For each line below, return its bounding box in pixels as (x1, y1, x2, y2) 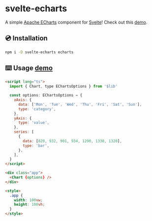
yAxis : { (14, 116, 32, 121)
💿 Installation (5, 34, 48, 42)
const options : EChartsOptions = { (9, 93, 83, 98)
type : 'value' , (18, 120, 50, 126)
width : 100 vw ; (14, 197, 43, 202)
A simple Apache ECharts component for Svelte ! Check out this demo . (5, 19, 148, 25)
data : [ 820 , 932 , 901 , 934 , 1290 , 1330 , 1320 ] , (23, 138, 122, 143)
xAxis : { (14, 97, 32, 102)
